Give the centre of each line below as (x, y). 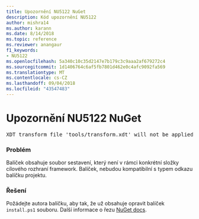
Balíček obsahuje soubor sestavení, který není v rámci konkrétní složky (93, 163)
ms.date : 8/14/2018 (30, 34)
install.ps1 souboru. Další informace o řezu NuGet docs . (76, 210)
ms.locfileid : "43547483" (38, 89)
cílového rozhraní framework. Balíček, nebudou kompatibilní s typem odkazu (99, 169)
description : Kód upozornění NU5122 (51, 17)
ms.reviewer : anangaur (34, 45)
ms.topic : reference (32, 39)
